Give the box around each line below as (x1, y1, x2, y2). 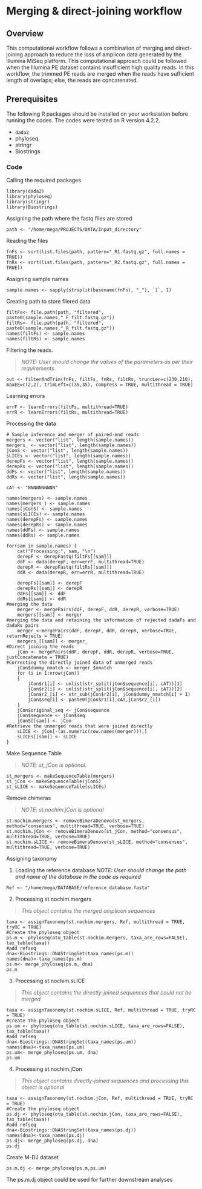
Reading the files (6, 237, 48, 245)
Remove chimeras (6, 795, 51, 802)
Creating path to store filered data (6, 298, 91, 305)
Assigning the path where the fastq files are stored (6, 215, 132, 222)
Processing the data (6, 420, 56, 428)
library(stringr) (6, 199, 50, 205)
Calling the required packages (6, 177, 82, 184)
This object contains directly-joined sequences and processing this (21, 1077, 189, 1085)
